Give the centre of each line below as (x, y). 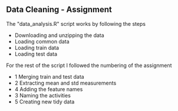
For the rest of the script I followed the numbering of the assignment (89, 65)
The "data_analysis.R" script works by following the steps (76, 23)
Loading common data (42, 41)
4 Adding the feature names (49, 89)
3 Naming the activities (42, 95)
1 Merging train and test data (49, 76)
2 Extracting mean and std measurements (65, 83)
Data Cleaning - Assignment (59, 10)
